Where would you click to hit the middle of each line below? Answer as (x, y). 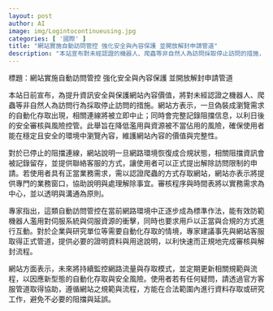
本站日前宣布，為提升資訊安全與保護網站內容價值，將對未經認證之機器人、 (133, 95)
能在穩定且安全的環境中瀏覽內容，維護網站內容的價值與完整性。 (115, 136)
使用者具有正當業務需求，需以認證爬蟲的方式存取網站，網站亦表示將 (143, 173)
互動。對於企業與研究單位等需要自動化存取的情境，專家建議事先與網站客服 (140, 231)
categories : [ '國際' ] (48, 39)
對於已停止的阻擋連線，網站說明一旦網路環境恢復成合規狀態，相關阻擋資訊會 (136, 153)
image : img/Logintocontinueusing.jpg (72, 31)
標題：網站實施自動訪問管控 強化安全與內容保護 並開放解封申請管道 (121, 78)
